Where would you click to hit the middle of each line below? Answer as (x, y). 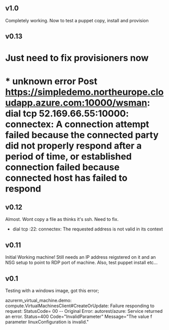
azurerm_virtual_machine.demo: (38, 301)
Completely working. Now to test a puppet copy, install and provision (77, 20)
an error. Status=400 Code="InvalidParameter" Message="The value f (79, 317)
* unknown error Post (51, 81)
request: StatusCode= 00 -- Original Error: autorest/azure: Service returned (84, 311)
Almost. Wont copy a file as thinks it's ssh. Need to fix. (62, 219)
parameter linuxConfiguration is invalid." (47, 322)
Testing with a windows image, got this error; (52, 291)
